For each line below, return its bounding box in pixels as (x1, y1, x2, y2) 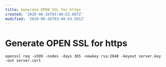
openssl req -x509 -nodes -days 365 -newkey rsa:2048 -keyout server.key (5, 54, 162, 59)
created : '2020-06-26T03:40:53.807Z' (5, 12, 83, 17)
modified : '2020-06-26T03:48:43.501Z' (5, 16, 85, 21)
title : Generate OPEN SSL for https (5, 7, 81, 12)
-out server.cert (5, 58, 41, 63)
